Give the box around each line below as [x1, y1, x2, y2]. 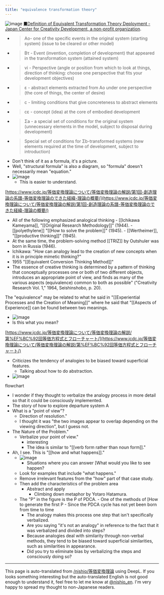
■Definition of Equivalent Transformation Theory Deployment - [23, 21, 150, 26]
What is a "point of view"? [12, 407, 65, 414]
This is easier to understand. [19, 179, 77, 185]
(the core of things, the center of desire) [24, 90, 105, 95]
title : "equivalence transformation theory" [5, 7, 97, 12]
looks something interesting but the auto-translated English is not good [5, 573, 148, 579]
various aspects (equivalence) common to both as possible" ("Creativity [12, 280, 157, 286]
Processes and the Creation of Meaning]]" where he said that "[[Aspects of [5, 299, 157, 305]
